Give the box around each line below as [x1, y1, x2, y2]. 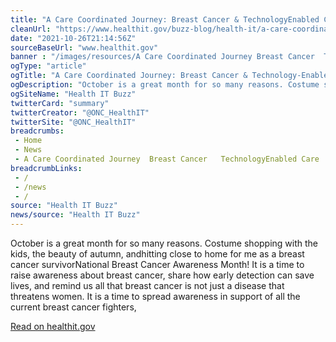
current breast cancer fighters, [10, 301, 137, 313]
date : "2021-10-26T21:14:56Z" [10, 33, 137, 43]
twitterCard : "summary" [10, 98, 110, 108]
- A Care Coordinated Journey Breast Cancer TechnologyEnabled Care [14, 154, 320, 164]
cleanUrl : [10, 24, 52, 34]
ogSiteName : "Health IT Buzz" [10, 89, 137, 99]
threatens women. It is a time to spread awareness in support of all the [10, 291, 301, 302]
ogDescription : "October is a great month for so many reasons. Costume [10, 80, 320, 90]
